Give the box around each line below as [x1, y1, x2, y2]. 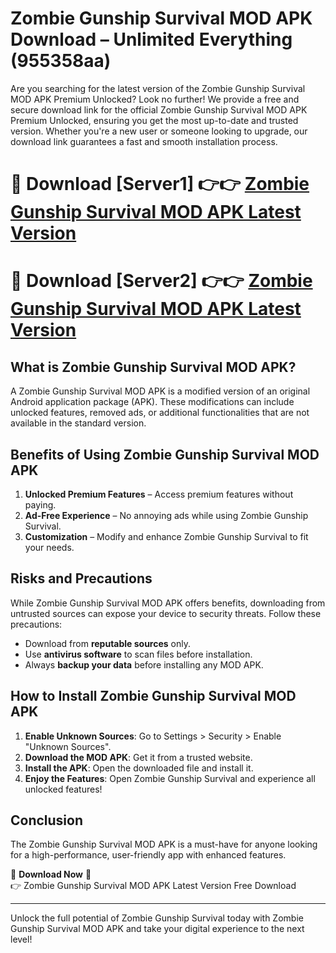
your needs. [24, 541, 75, 553]
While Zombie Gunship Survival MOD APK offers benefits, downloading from [10, 597, 326, 609]
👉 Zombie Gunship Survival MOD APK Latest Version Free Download [10, 880, 297, 892]
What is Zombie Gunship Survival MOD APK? [10, 358, 297, 376]
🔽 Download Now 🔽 [10, 868, 92, 881]
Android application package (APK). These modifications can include [10, 396, 295, 408]
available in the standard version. [10, 417, 147, 429]
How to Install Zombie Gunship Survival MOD [10, 688, 297, 705]
